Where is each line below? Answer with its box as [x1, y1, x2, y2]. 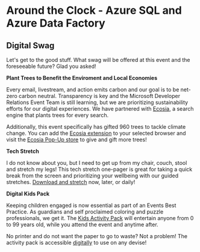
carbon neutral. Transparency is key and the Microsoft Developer [19, 93, 181, 99]
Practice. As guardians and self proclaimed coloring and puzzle [6, 208, 164, 215]
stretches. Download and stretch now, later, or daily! [6, 179, 136, 185]
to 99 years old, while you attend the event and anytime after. [6, 221, 158, 228]
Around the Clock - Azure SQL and [6, 4, 182, 17]
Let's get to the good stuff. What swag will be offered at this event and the [6, 57, 190, 63]
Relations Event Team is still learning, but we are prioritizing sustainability [6, 99, 189, 106]
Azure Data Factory [6, 16, 105, 30]
